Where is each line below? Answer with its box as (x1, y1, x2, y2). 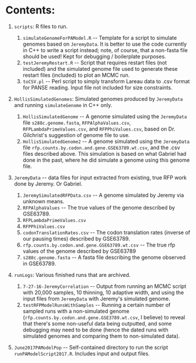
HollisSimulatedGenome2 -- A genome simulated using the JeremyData (22, 138, 190, 145)
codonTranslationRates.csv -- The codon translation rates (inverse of (22, 229, 191, 236)
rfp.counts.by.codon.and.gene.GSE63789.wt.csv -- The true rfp (22, 241, 175, 248)
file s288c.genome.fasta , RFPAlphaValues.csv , (22, 119, 131, 126)
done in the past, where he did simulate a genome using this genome (22, 156, 190, 163)
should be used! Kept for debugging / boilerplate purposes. (22, 53, 167, 60)
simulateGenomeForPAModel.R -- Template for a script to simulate (22, 34, 177, 41)
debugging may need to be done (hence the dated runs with (22, 326, 168, 333)
